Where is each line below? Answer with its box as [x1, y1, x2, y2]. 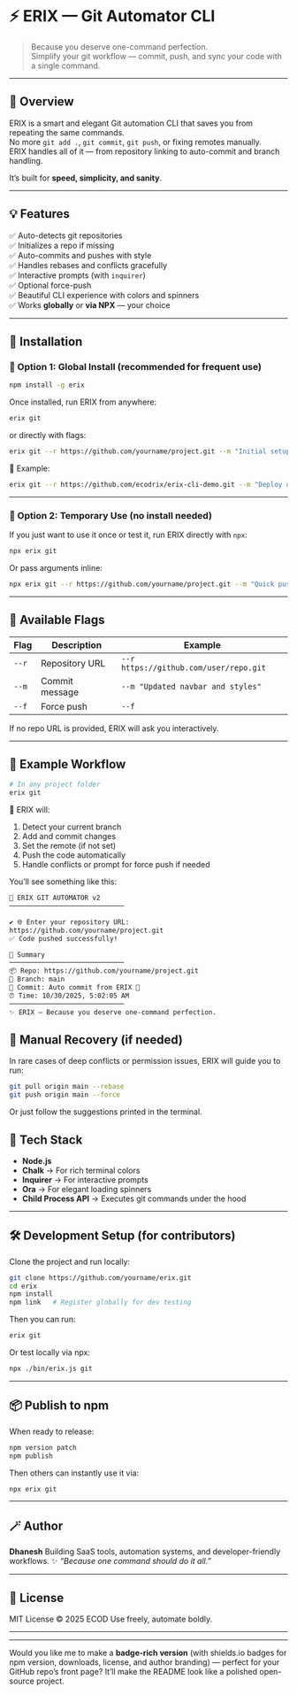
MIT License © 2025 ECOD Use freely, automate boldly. [9, 1614, 213, 1624]
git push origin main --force [9, 1090, 121, 1099]
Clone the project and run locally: [9, 1256, 131, 1267]
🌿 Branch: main [9, 975, 65, 984]
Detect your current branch [21, 821, 122, 832]
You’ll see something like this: [9, 876, 118, 887]
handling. [9, 155, 43, 166]
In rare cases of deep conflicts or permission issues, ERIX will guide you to [9, 1056, 281, 1067]
